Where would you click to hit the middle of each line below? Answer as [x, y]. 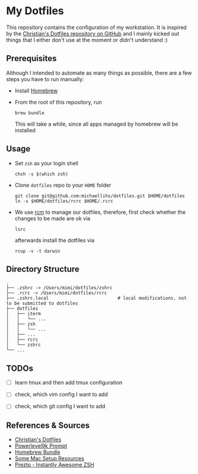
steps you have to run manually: [45, 79]
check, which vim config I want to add [61, 395]
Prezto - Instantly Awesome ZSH [55, 465]
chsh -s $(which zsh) [41, 174]
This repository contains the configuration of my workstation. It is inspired [96, 27]
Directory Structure [43, 269]
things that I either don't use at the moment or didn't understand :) [87, 40]
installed [25, 130]
